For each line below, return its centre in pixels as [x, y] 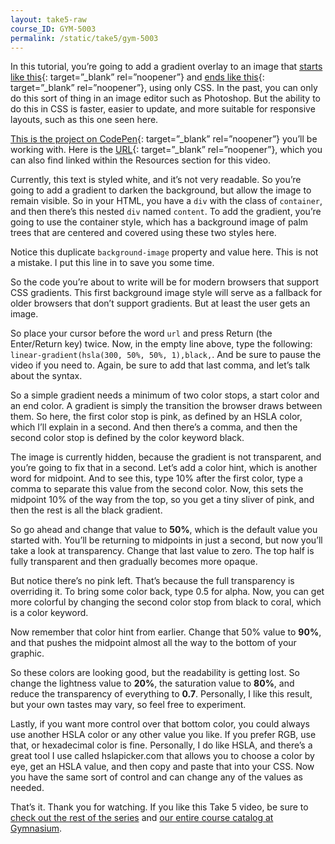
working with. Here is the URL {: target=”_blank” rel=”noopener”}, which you [166, 150]
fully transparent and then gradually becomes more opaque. [134, 562]
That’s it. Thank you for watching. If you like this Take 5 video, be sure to [159, 807]
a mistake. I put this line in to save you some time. [112, 263]
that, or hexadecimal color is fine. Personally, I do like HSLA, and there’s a [161, 745]
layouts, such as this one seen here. [84, 120]
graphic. [27, 653]
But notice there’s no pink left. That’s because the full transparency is [152, 581]
